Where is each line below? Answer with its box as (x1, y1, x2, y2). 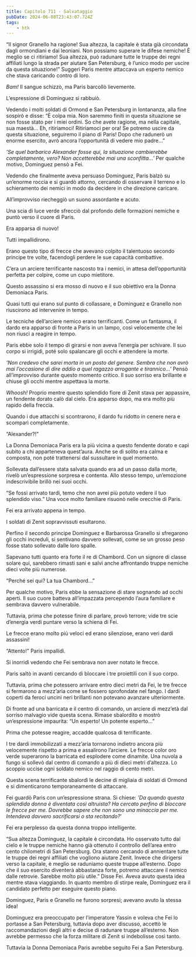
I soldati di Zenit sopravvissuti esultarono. (6, 519, 106, 526)
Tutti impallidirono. (6, 236, 51, 243)
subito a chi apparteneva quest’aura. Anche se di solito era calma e (6, 448, 168, 455)
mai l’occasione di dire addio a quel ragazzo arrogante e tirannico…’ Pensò (6, 365, 188, 372)
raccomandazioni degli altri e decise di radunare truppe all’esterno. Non (6, 927, 179, 934)
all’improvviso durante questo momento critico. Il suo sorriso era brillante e (6, 372, 187, 379)
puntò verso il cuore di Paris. (6, 214, 75, 221)
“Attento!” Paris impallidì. (6, 647, 66, 654)
